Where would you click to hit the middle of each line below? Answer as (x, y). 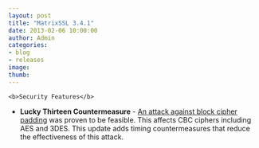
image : (19, 68)
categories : (28, 45)
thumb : (19, 75)
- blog (19, 53)
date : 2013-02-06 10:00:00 (53, 30)
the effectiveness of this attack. (72, 137)
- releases (26, 60)
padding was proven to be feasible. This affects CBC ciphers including (135, 119)
